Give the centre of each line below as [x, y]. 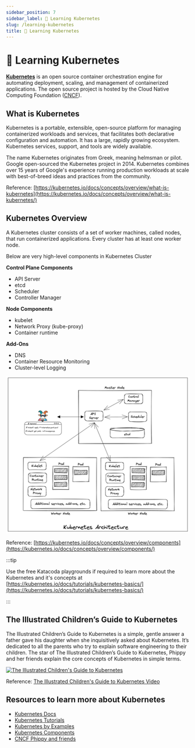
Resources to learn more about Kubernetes [86, 700]
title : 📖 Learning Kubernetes [43, 31]
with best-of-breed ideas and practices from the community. [79, 176]
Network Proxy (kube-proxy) [49, 326]
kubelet [24, 320]
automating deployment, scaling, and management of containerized [87, 83]
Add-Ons [17, 344]
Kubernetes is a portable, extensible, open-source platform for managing [94, 128]
